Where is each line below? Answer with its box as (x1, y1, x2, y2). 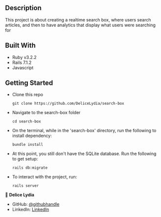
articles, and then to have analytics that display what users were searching (5, 22, 156, 28)
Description (5, 4, 42, 12)
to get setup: (12, 156, 38, 162)
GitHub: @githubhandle (12, 201, 60, 207)
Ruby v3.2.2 (12, 54, 37, 60)
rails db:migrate (12, 165, 48, 170)
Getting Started (5, 79, 53, 87)
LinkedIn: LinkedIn (12, 207, 49, 213)
